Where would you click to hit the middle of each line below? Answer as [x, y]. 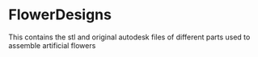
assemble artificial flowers [52, 45]
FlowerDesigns [60, 15]
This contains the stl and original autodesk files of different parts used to [129, 37]
